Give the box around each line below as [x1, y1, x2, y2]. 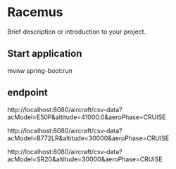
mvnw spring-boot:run [7, 66, 73, 74]
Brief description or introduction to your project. [7, 27, 146, 36]
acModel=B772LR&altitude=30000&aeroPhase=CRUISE [7, 134, 170, 142]
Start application [7, 48, 82, 60]
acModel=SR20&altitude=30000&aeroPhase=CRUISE [7, 155, 163, 163]
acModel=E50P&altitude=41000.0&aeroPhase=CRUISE [7, 113, 166, 121]
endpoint [7, 87, 48, 99]
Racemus [7, 4, 63, 20]
